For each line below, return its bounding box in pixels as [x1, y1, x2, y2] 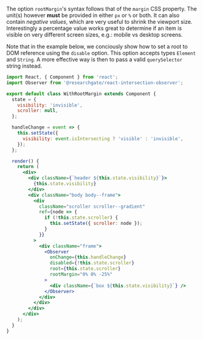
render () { [12, 158, 40, 164]
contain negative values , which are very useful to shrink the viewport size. [6, 18, 193, 25]
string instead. [6, 62, 43, 69]
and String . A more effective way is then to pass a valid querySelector [6, 56, 183, 63]
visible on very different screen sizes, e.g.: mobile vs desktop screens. [6, 31, 183, 38]
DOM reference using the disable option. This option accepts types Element [6, 49, 196, 57]
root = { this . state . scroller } [49, 266, 121, 272]
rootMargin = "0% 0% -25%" [49, 271, 113, 277]
